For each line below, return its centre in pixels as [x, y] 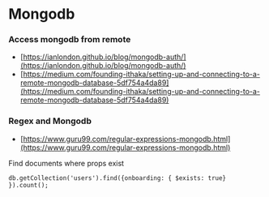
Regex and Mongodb [50, 121]
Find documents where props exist [66, 163]
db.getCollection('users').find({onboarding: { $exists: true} [117, 178]
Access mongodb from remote [70, 40]
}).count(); [28, 185]
